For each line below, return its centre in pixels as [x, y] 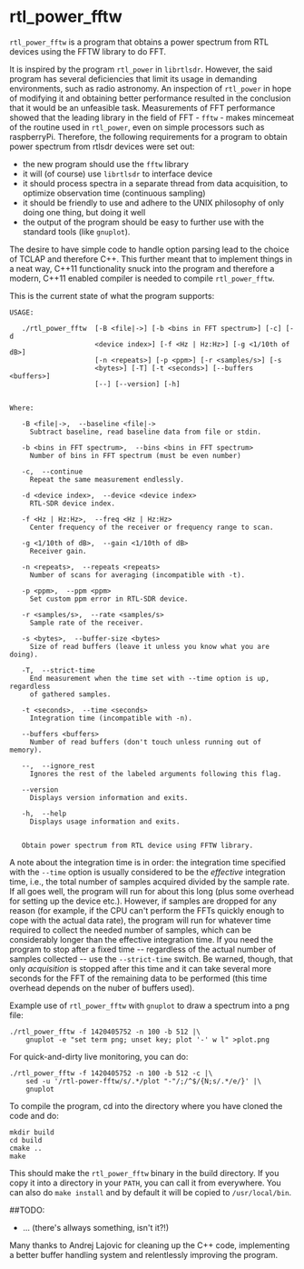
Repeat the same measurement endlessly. [107, 479]
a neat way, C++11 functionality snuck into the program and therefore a [142, 268]
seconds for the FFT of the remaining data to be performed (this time [138, 978]
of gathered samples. [70, 694]
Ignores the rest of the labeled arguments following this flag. [156, 774]
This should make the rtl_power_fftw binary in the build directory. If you [144, 1173]
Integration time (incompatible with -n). [111, 718]
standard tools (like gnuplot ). [76, 231]
